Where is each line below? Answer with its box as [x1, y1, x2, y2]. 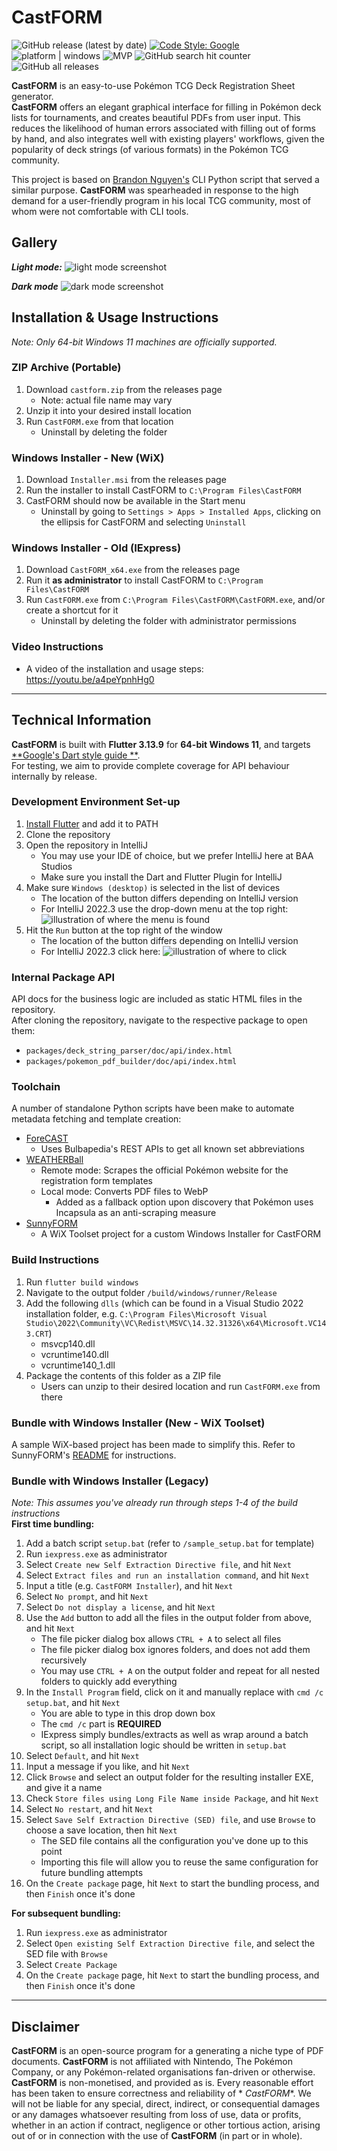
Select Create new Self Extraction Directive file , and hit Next [25, 1559, 292, 1571]
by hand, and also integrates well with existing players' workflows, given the [11, 132, 325, 145]
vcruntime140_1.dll [40, 1359, 116, 1371]
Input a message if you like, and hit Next [25, 1761, 191, 1773]
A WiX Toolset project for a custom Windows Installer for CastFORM [40, 1228, 322, 1240]
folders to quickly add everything [40, 1676, 178, 1688]
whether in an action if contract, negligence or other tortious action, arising [11, 2119, 321, 2131]
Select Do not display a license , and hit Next [25, 1601, 216, 1613]
